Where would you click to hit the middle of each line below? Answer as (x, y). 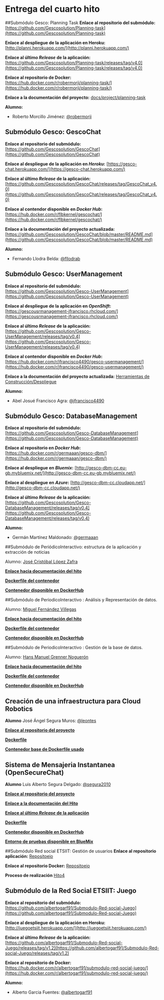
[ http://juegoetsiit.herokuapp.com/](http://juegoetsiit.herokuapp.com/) (76, 928)
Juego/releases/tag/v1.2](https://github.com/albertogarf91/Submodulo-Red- (82, 948)
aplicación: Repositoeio (29, 856)
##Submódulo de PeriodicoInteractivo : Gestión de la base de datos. (74, 648)
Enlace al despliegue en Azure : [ (39, 483)
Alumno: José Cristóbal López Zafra (41, 562)
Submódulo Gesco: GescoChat (53, 132)
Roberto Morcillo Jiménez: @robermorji (52, 116)
